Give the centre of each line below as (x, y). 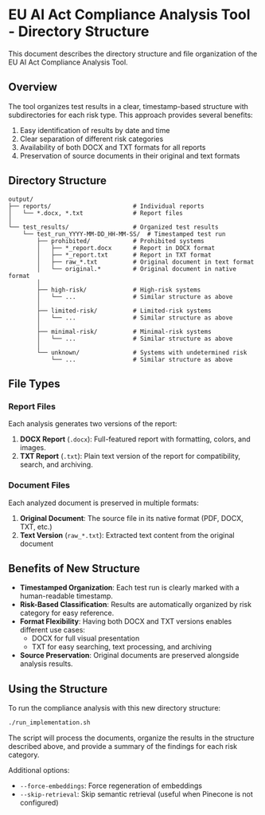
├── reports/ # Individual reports (106, 206)
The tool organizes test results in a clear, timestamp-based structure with (129, 106)
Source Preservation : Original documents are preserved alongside (129, 656)
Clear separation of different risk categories (92, 139)
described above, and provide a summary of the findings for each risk (123, 746)
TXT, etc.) (36, 527)
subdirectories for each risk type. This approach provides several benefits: (131, 115)
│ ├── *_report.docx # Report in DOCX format (126, 248)
